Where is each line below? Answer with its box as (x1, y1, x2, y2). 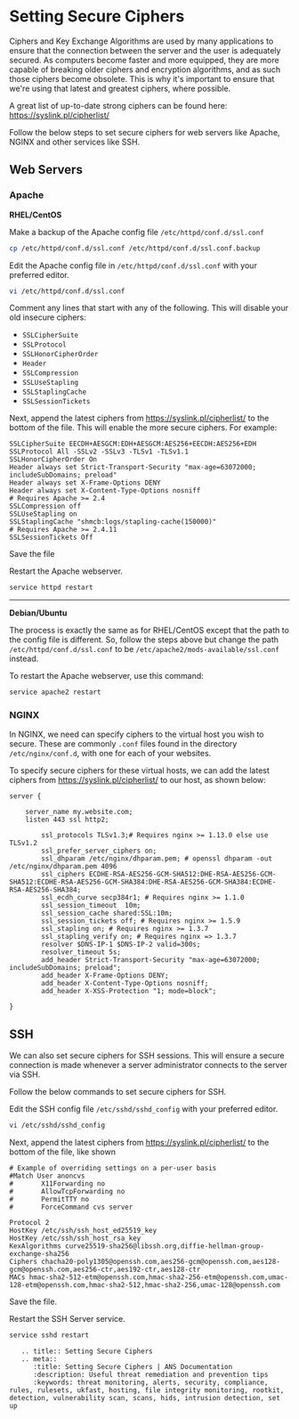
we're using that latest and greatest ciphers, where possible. (9, 83, 231, 94)
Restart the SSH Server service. (9, 1314, 126, 1325)
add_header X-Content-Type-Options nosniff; (41, 979, 209, 988)
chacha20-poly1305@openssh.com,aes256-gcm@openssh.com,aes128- (41, 1258, 280, 1267)
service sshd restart (9, 1331, 90, 1340)
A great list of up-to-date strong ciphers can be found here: (9, 100, 228, 110)
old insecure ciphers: (9, 312, 87, 322)
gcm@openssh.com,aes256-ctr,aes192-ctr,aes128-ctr (9, 1265, 201, 1275)
